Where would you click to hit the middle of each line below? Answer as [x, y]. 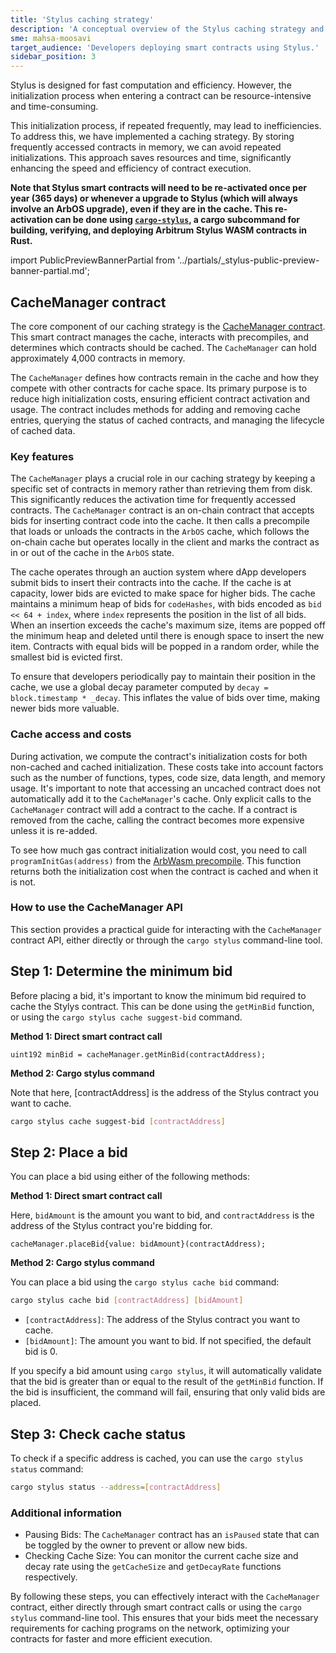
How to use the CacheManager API [96, 908]
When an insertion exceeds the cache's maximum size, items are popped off [168, 625]
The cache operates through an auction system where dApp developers [158, 572]
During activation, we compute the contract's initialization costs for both [159, 756]
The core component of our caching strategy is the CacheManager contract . [168, 326]
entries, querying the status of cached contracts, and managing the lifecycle [167, 420]
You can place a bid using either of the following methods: [130, 1177]
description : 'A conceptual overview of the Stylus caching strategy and [167, 29]
